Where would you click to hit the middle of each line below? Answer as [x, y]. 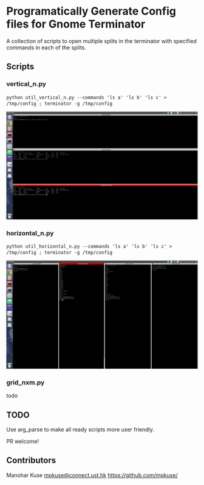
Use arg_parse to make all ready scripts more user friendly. [80, 430]
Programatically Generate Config [91, 11]
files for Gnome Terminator [76, 24]
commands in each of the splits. [46, 48]
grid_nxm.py [25, 382]
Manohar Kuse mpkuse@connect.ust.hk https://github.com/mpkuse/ [92, 475]
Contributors [31, 460]
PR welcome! [23, 441]
